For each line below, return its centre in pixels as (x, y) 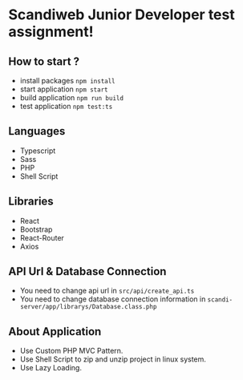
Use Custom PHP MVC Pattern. (71, 351)
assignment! (51, 32)
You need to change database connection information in (113, 299)
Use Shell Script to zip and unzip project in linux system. (113, 359)
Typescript (38, 151)
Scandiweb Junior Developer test (121, 15)
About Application (55, 331)
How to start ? (44, 61)
